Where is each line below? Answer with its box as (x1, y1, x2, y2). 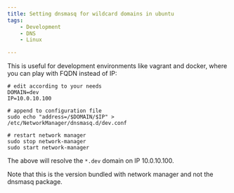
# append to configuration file (7, 107, 102, 114)
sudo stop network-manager (7, 138, 86, 145)
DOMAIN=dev (7, 89, 39, 96)
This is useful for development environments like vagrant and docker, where (7, 62, 228, 70)
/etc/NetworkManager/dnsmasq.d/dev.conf (7, 120, 128, 127)
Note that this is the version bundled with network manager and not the (7, 170, 214, 179)
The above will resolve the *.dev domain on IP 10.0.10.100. (7, 157, 174, 165)
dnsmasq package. (7, 178, 63, 186)
